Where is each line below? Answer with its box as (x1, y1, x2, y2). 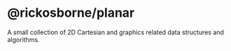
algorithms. (7, 35, 40, 43)
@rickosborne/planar (7, 5, 135, 21)
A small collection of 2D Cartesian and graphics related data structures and (7, 28, 224, 36)
